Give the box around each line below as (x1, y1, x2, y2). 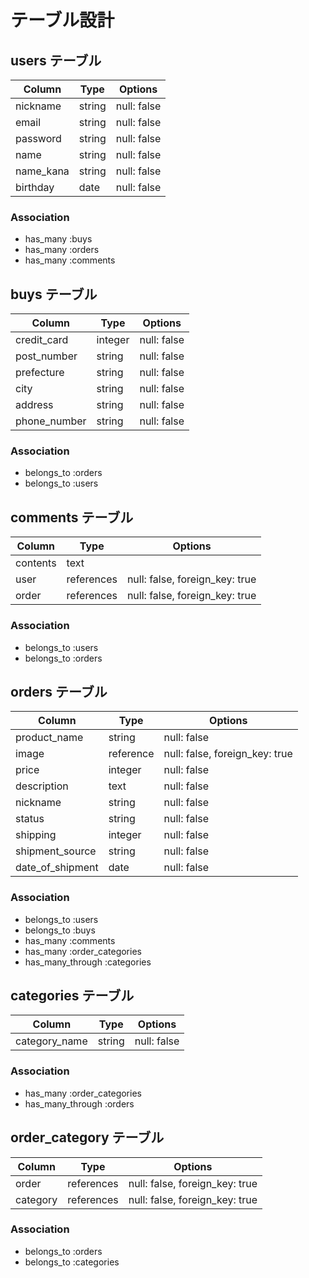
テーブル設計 (10, 9, 115, 32)
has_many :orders (24, 244, 100, 256)
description (15, 779, 69, 793)
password (15, 132, 62, 145)
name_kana (15, 164, 70, 178)
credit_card (15, 333, 69, 347)
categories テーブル (10, 987, 135, 1005)
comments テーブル (10, 509, 134, 526)
